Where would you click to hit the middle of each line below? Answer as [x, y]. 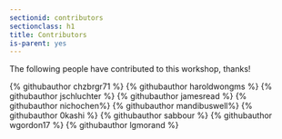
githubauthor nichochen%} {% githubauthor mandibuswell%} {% [131, 106]
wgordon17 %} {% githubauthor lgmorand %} [94, 125]
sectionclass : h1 [42, 26]
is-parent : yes [38, 43]
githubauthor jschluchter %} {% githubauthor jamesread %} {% [128, 96]
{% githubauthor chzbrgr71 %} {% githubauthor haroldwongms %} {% [141, 86]
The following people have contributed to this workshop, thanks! [130, 69]
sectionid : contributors [56, 18]
